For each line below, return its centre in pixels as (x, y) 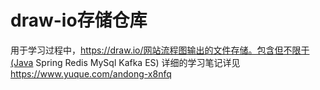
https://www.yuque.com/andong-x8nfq (91, 73)
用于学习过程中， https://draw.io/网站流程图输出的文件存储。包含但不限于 (160, 50)
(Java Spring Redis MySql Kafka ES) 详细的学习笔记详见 (125, 62)
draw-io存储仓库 (79, 20)
